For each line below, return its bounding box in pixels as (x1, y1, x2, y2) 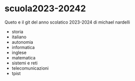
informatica (11, 44, 35, 50)
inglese (11, 50, 27, 55)
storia (11, 28, 23, 34)
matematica (11, 54, 36, 60)
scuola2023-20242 (4, 3, 86, 14)
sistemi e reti (11, 60, 38, 66)
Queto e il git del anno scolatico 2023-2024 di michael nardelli (4, 19, 130, 25)
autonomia (11, 39, 33, 45)
